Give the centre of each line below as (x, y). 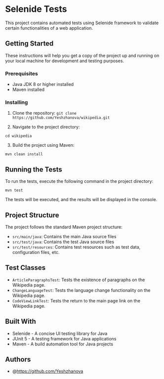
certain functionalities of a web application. (49, 28)
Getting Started (29, 44)
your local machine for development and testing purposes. (65, 61)
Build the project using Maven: (43, 145)
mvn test (14, 190)
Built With (20, 321)
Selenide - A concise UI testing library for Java (60, 333)
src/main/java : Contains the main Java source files (64, 236)
